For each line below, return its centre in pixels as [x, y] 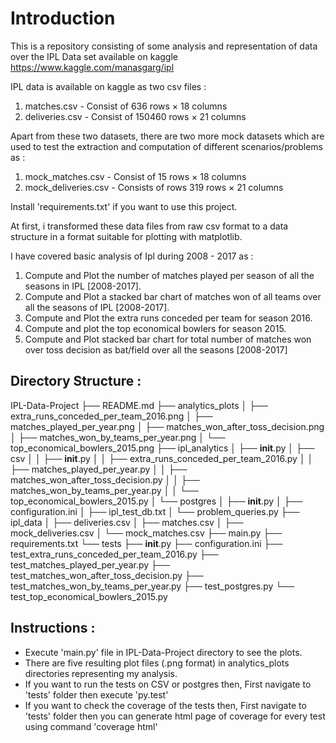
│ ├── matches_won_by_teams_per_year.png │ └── [118, 437]
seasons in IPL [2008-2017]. [83, 286]
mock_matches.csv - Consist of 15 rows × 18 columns [135, 176]
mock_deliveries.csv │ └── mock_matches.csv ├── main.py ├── [146, 533]
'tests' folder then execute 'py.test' [96, 694]
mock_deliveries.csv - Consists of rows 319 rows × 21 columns [154, 187]
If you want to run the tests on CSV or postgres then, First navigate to [168, 684]
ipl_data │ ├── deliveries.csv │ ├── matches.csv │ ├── [127, 522]
